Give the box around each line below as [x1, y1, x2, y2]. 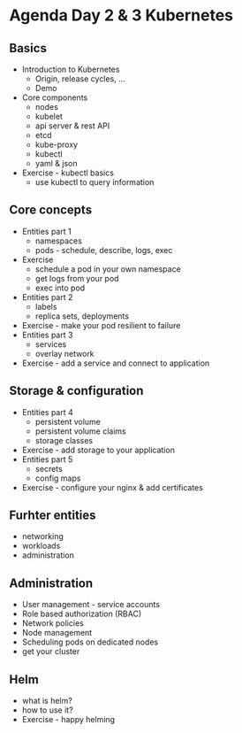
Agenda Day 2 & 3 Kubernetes [9, 5, 234, 26]
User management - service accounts [21, 599, 161, 610]
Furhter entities [9, 508, 96, 523]
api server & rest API [34, 120, 110, 131]
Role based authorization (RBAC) [21, 608, 142, 620]
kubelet [34, 112, 64, 121]
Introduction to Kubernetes [21, 64, 120, 74]
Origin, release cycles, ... [34, 73, 125, 84]
